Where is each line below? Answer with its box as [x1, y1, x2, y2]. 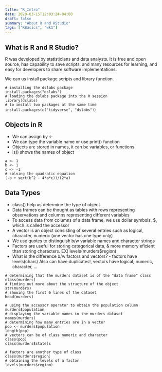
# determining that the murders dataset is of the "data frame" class [5, 273, 151, 278]
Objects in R [5, 121, 42, 129]
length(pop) [5, 328, 29, 333]
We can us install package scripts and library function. [5, 76, 114, 82]
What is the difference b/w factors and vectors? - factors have [12, 253, 137, 259]
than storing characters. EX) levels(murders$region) [12, 248, 117, 254]
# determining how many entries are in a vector [5, 319, 106, 325]
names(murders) [5, 316, 36, 320]
